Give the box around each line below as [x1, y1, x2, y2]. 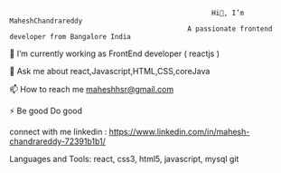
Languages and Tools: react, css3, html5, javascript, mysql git [9, 154, 239, 164]
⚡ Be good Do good [9, 105, 83, 116]
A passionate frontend [187, 24, 273, 34]
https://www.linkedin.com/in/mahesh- [108, 127, 250, 137]
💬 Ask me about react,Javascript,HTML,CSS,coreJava [9, 66, 211, 76]
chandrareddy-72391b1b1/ [9, 136, 107, 147]
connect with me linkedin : [9, 127, 108, 137]
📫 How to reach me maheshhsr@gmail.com [9, 84, 174, 94]
